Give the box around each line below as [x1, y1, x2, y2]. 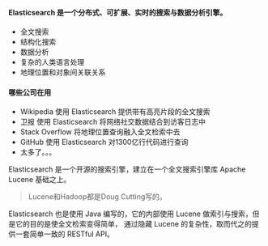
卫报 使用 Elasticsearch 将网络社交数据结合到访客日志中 [19, 117, 206, 127]
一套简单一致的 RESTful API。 [15, 229, 115, 239]
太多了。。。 [19, 147, 57, 157]
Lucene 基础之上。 [8, 175, 71, 184]
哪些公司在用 [8, 87, 51, 97]
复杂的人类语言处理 [19, 57, 85, 67]
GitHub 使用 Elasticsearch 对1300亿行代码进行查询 [19, 138, 189, 147]
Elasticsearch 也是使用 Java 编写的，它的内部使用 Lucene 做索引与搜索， [8, 209, 253, 218]
